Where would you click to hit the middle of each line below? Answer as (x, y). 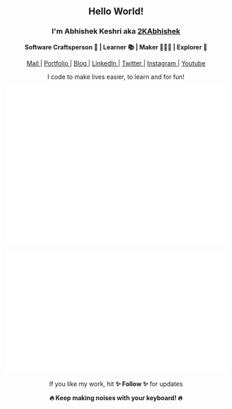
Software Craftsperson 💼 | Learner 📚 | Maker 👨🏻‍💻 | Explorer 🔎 (116, 47)
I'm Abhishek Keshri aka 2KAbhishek (116, 31)
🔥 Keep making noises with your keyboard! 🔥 (116, 398)
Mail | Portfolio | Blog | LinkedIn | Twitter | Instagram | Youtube (116, 63)
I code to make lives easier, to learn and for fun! (116, 77)
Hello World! (116, 12)
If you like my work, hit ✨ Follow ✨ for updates (116, 384)
